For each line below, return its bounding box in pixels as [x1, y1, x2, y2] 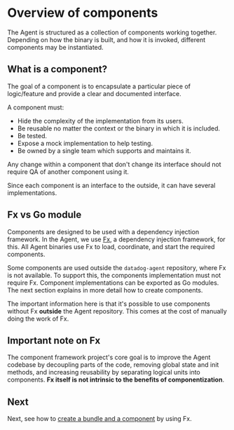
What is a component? [7, 63, 107, 75]
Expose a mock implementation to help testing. [17, 139, 153, 147]
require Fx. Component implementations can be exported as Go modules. [7, 278, 219, 287]
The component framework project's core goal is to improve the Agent [7, 353, 211, 362]
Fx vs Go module [7, 209, 82, 221]
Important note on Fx [7, 335, 101, 347]
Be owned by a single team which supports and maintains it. [17, 146, 191, 155]
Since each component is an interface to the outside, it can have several [7, 181, 216, 189]
